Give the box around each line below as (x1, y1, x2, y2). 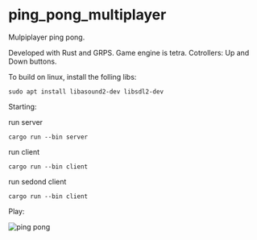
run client (8, 147, 40, 156)
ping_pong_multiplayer (8, 6, 167, 24)
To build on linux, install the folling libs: (8, 72, 137, 81)
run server (8, 117, 43, 126)
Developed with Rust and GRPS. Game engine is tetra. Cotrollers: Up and (8, 48, 250, 57)
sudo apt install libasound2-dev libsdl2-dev (8, 87, 164, 96)
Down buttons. (8, 56, 57, 66)
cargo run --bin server (8, 133, 89, 141)
